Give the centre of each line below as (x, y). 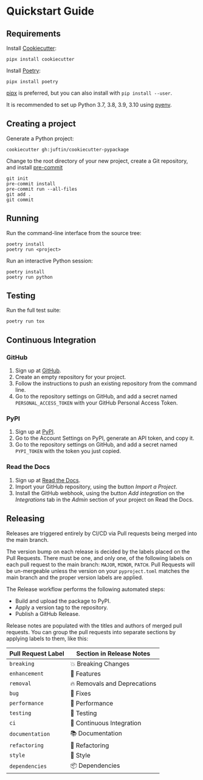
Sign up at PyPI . (35, 432)
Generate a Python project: (40, 139)
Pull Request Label (37, 653)
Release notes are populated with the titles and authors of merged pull (94, 625)
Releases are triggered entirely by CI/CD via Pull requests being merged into (102, 533)
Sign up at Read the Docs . (48, 480)
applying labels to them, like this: (47, 638)
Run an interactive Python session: (50, 261)
